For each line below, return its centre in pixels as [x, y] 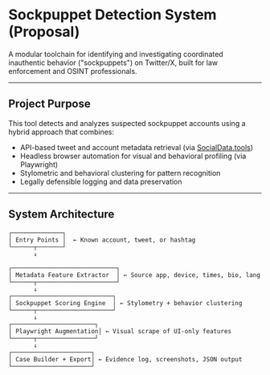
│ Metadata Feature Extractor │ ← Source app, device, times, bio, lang [135, 275]
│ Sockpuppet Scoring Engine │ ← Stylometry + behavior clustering [125, 303]
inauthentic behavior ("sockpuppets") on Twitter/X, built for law [113, 63]
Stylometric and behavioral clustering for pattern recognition [120, 173]
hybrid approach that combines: [61, 132]
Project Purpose [49, 104]
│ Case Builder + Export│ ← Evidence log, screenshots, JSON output [125, 359]
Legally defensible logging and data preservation [101, 181]
